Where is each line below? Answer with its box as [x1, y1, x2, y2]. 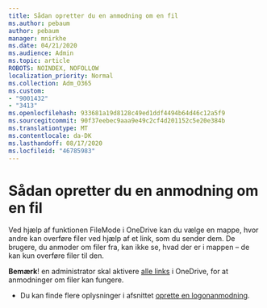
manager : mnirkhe [8, 34, 67, 43]
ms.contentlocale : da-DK [8, 131, 92, 139]
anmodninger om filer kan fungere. [8, 275, 124, 285]
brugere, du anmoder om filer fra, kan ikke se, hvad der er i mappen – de [8, 243, 250, 252]
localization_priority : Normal [8, 72, 114, 80]
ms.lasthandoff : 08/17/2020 [8, 139, 103, 148]
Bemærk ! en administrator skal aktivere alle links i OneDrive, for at [8, 267, 228, 277]
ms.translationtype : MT [8, 124, 89, 132]
